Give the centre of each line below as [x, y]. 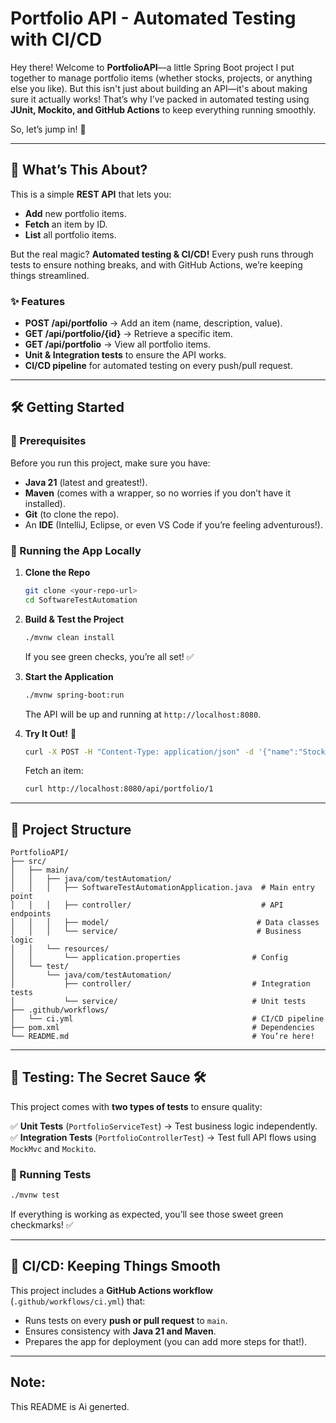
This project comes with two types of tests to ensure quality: [136, 1106]
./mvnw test [35, 1195]
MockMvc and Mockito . [53, 1148]
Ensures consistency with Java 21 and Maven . [120, 1331]
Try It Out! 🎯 [50, 733]
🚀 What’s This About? [79, 170]
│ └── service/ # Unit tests [158, 1002]
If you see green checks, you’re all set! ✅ [109, 656]
